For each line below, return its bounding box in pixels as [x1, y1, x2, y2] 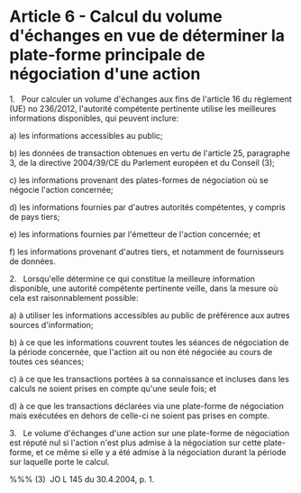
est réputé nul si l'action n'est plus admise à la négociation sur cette [9, 437, 262, 448]
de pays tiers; [9, 211, 60, 222]
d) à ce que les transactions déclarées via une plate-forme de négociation [9, 400, 284, 411]
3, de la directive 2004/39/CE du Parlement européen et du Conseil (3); [9, 157, 275, 168]
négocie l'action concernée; [9, 184, 114, 195]
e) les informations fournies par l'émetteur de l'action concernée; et [9, 228, 261, 240]
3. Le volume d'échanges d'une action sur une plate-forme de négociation [9, 427, 290, 438]
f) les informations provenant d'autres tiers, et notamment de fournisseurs [9, 246, 285, 257]
